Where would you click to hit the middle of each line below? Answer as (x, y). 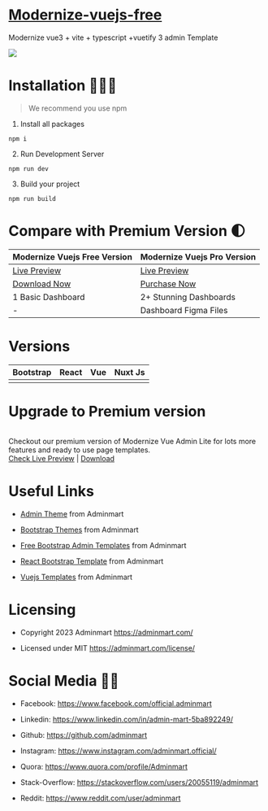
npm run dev (28, 168)
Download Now (42, 284)
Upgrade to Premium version (107, 412)
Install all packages (52, 124)
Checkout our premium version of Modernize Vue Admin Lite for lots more (132, 442)
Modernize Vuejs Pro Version (198, 256)
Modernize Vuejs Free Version (72, 256)
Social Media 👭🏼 (64, 681)
